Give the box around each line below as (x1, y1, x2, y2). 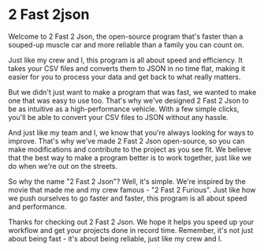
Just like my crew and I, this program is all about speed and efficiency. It (8, 55, 243, 65)
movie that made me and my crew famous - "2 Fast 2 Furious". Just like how (8, 185, 256, 194)
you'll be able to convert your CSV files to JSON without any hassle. (8, 112, 229, 122)
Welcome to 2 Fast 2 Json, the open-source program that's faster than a (8, 32, 244, 41)
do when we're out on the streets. (8, 161, 118, 170)
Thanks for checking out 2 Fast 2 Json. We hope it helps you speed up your (8, 217, 255, 227)
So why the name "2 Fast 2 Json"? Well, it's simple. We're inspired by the (8, 176, 246, 186)
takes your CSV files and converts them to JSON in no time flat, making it (8, 63, 246, 73)
